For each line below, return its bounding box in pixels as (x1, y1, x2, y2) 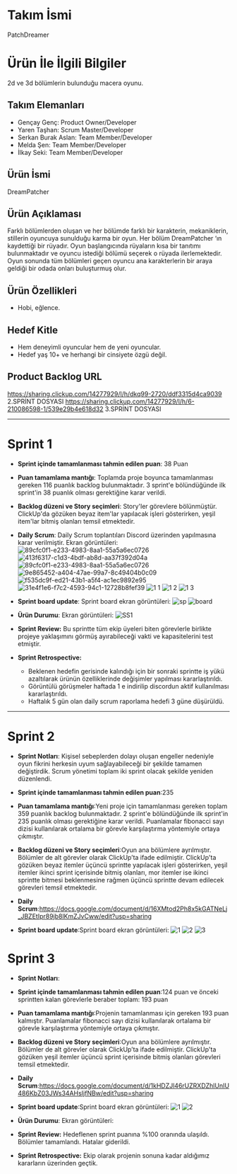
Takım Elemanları (7, 99, 85, 111)
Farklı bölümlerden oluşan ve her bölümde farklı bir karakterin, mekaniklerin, (7, 226, 229, 235)
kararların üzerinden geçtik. (17, 1158, 98, 1167)
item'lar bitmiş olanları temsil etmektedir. (17, 517, 135, 525)
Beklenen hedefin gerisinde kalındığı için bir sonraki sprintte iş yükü (28, 667, 224, 675)
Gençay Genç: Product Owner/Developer (17, 117, 137, 127)
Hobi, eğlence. (17, 304, 61, 312)
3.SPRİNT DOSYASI (104, 404, 162, 413)
